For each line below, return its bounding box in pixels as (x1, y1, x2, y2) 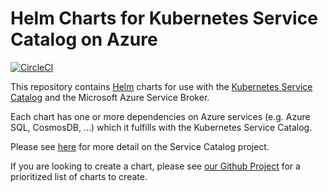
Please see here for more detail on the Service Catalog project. (10, 140, 270, 152)
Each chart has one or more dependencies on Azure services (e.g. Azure (10, 110, 311, 122)
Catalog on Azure (10, 28, 158, 51)
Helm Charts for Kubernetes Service (10, 7, 318, 30)
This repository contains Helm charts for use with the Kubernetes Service (10, 80, 313, 92)
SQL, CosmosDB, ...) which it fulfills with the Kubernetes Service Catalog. (10, 121, 313, 133)
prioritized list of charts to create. (10, 170, 148, 182)
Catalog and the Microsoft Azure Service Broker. (10, 91, 210, 103)
